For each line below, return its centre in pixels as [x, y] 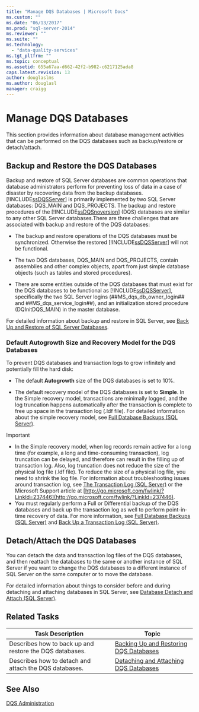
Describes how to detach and [50, 660]
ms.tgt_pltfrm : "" [29, 56]
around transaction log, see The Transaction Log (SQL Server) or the [98, 484]
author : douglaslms [30, 78]
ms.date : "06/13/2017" [34, 23]
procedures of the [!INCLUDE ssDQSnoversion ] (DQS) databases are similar [98, 212]
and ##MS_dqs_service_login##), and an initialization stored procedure [101, 303]
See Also [23, 689]
